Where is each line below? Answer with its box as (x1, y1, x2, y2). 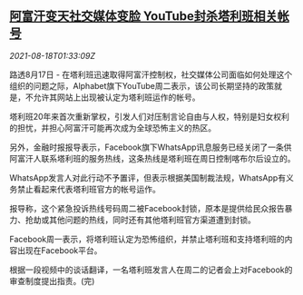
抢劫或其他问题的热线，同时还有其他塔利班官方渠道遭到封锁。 (24, 214, 256, 225)
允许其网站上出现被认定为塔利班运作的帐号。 (33, 92, 200, 103)
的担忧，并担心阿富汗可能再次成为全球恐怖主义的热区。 (9, 122, 216, 133)
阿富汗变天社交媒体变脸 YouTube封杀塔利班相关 (9, 8, 279, 25)
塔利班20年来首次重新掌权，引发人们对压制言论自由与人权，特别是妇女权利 (9, 111, 290, 122)
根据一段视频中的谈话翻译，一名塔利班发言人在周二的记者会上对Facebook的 (9, 264, 293, 275)
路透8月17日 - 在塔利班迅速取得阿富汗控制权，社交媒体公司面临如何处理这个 (9, 69, 293, 80)
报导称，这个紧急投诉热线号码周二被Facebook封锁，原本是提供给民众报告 (9, 202, 285, 213)
